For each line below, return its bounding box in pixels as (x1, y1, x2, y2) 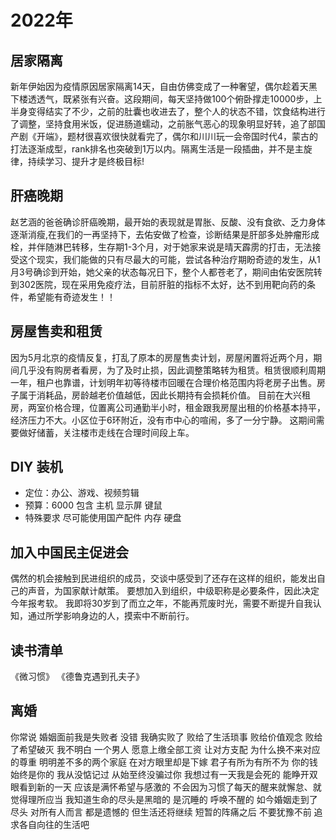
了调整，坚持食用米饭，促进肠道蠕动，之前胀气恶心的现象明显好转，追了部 (10, 118, 317, 130)
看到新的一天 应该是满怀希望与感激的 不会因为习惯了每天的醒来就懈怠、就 (18, 781, 322, 793)
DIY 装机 (10, 459, 63, 476)
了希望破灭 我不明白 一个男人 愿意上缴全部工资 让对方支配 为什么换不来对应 (10, 743, 321, 755)
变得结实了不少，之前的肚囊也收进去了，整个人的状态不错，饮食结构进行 (27, 106, 326, 117)
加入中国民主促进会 (10, 544, 129, 561)
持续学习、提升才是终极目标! (27, 156, 145, 167)
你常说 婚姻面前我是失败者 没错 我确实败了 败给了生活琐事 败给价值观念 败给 (10, 731, 323, 743)
